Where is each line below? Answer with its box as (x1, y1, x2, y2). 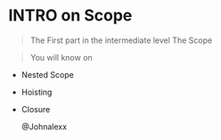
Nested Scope (20, 69, 75, 80)
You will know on (29, 52, 93, 62)
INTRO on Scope (8, 5, 133, 26)
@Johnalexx (20, 121, 68, 132)
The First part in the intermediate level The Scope (29, 35, 213, 45)
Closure (20, 103, 51, 114)
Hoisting (20, 86, 53, 97)
